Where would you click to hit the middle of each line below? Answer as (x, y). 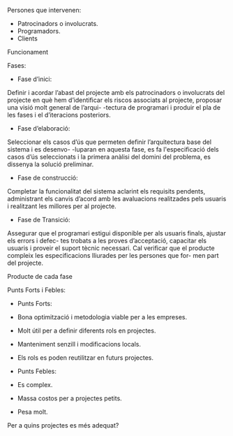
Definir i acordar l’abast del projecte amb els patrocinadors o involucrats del (116, 93)
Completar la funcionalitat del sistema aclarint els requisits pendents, (106, 191)
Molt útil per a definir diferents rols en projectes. (87, 330)
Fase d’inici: (35, 79)
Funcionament (28, 52)
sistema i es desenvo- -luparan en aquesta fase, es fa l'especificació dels (113, 149)
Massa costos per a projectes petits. (69, 398)
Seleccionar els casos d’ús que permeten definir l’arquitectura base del (109, 142)
